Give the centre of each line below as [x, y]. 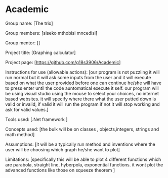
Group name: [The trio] [29, 23]
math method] [20, 134]
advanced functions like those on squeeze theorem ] [60, 170]
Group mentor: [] [23, 43]
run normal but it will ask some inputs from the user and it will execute [78, 77]
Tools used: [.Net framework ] [36, 119]
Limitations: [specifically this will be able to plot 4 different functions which [83, 159]
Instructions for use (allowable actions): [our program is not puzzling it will [82, 72]
